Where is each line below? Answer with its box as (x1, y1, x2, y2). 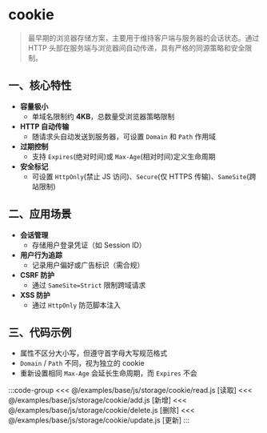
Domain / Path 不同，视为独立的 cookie (19, 359, 145, 368)
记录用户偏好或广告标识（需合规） (31, 260, 145, 270)
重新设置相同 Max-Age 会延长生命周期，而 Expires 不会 (19, 368, 197, 378)
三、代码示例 (8, 326, 72, 339)
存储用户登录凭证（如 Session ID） (31, 240, 146, 250)
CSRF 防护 (19, 270, 55, 279)
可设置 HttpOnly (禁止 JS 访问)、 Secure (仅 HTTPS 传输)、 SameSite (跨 (31, 171, 257, 181)
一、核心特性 (8, 78, 72, 93)
